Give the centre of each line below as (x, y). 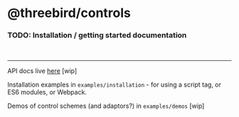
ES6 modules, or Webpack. (47, 92)
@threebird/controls (69, 13)
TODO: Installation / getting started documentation (97, 35)
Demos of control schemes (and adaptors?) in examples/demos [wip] (106, 106)
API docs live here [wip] (42, 71)
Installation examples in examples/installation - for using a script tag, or (115, 85)
